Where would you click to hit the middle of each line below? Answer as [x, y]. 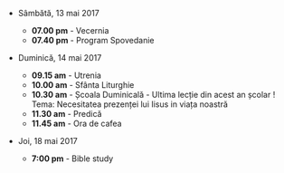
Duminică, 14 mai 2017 [60, 58]
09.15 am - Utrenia [66, 75]
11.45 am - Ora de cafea [76, 123]
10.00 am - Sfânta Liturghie [83, 85]
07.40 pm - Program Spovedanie [93, 40]
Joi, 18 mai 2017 [48, 141]
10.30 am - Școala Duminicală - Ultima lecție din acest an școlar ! [153, 95]
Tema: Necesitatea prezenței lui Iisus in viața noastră [130, 104]
